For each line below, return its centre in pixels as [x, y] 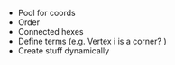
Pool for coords [46, 13]
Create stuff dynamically [64, 51]
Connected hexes [51, 32]
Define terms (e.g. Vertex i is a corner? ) [92, 41]
